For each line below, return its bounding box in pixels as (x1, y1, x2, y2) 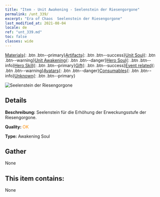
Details (5, 96, 27, 105)
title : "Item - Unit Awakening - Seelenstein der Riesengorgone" (5, 7, 140, 12)
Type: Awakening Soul (5, 133, 50, 139)
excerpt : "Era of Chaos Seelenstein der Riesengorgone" (5, 16, 123, 21)
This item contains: (5, 174, 64, 182)
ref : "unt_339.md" (5, 30, 42, 35)
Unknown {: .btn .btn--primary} (14, 72, 76, 78)
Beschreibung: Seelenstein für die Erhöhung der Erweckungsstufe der (5, 109, 146, 115)
